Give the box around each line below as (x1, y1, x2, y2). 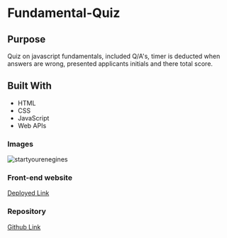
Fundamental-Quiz (7, 5, 121, 21)
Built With (7, 80, 52, 92)
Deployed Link (7, 189, 50, 198)
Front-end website (7, 173, 73, 183)
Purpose (7, 33, 46, 45)
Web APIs (17, 121, 47, 130)
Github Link (7, 222, 41, 231)
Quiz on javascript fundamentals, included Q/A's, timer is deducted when (7, 52, 221, 60)
